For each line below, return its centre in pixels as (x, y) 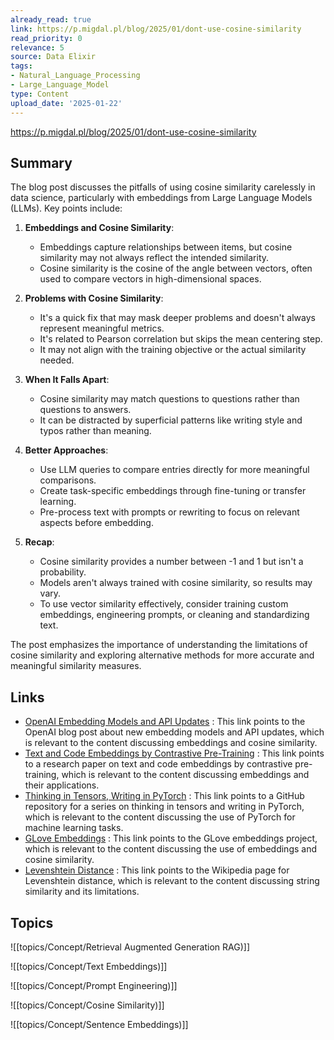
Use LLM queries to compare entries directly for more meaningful (174, 470)
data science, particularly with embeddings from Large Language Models (161, 198)
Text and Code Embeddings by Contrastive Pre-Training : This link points (174, 753)
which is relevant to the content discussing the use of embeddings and (170, 849)
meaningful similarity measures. (76, 666)
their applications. (62, 785)
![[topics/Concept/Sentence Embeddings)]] (99, 1024)
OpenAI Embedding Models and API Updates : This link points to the (165, 722)
